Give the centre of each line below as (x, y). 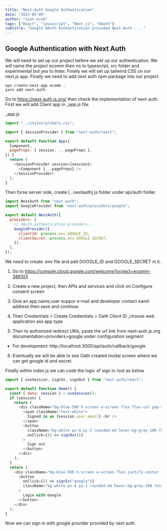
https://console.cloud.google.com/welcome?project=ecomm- (88, 271)
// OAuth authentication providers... (54, 224)
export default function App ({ (38, 141)
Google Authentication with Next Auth (65, 49)
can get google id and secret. (42, 361)
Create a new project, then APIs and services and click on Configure (82, 286)
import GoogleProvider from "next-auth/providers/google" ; (68, 206)
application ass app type (38, 321)
